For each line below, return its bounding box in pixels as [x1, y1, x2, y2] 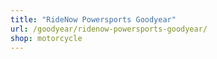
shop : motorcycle [10, 33, 83, 43]
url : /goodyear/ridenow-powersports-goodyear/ [10, 24, 208, 34]
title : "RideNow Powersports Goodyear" [10, 14, 177, 25]
